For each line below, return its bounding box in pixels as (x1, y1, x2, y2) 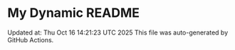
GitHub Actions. (7, 35, 54, 44)
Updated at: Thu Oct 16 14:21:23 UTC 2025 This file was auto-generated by (7, 28, 229, 37)
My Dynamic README (7, 5, 140, 21)
